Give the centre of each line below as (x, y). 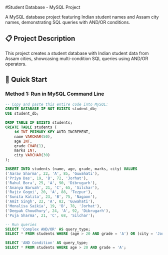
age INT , (23, 141)
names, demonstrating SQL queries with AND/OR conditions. (68, 22)
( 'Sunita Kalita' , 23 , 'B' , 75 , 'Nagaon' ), (51, 197)
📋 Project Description (40, 39)
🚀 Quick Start (26, 80)
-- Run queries (21, 224)
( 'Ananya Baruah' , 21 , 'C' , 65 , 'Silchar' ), (52, 187)
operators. (16, 64)
